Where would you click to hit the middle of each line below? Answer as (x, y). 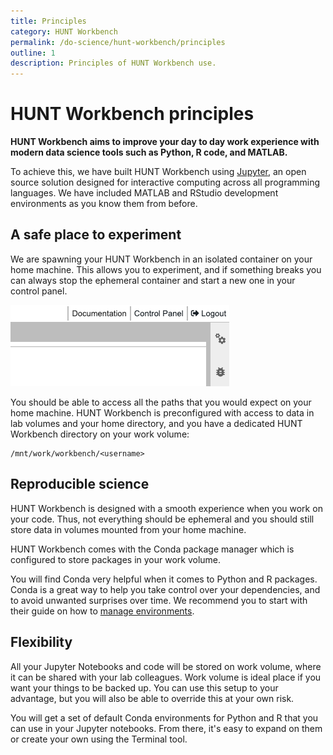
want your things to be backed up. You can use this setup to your (144, 687)
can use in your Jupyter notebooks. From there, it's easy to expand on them (166, 728)
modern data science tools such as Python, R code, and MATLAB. (149, 152)
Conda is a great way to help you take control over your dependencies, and (165, 589)
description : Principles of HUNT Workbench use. (113, 63)
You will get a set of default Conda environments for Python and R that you (164, 717)
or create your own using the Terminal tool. (99, 739)
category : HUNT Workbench (64, 31)
